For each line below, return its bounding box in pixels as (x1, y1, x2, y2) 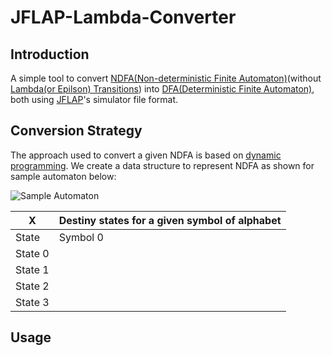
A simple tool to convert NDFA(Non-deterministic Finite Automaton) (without (10, 72, 322, 84)
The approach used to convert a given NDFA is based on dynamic (10, 149, 282, 161)
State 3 (15, 295, 50, 309)
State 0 (15, 246, 50, 260)
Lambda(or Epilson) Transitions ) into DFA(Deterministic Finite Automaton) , (10, 83, 315, 95)
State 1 (15, 262, 50, 276)
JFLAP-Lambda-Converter (10, 6, 237, 29)
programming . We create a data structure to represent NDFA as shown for (10, 159, 315, 171)
